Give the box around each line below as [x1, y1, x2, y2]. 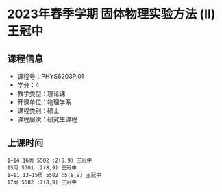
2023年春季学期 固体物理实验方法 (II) [7, 6, 216, 22]
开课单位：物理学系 [16, 98, 72, 106]
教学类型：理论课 [16, 90, 66, 97]
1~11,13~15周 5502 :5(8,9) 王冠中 [7, 171, 101, 178]
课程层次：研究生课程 [16, 115, 77, 123]
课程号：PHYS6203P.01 [16, 73, 84, 80]
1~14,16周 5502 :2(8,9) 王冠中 [7, 157, 92, 164]
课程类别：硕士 [16, 107, 60, 115]
